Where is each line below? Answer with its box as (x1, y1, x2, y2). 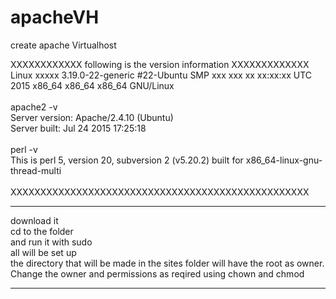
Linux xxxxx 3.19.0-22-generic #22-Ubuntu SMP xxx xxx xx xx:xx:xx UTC (10, 69, 312, 81)
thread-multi (10, 164, 62, 176)
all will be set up (10, 246, 77, 258)
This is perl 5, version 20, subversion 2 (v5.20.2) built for (10, 154, 244, 166)
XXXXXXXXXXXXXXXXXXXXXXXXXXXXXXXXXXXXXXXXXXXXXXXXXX (10, 186, 310, 198)
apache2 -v (10, 101, 58, 113)
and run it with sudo (10, 236, 93, 248)
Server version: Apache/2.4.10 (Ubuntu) (10, 111, 174, 123)
